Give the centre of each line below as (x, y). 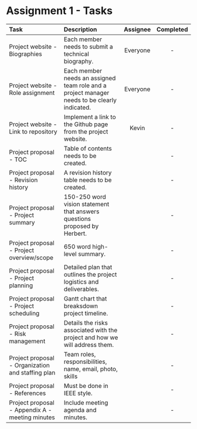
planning (21, 285)
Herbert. (75, 233)
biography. (79, 61)
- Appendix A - (30, 410)
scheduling (24, 313)
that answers (81, 211)
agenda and (80, 410)
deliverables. (81, 289)
